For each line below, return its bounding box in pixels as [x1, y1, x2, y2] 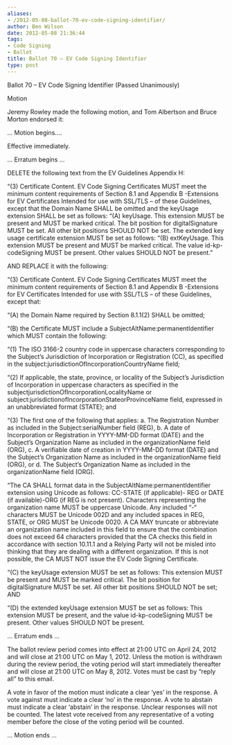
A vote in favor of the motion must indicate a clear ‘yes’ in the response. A [7, 687, 218, 696]
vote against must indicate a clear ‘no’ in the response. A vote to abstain [7, 695, 213, 703]
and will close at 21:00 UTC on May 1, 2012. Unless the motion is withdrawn [7, 652, 222, 660]
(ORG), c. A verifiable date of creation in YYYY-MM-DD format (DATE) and [7, 445, 219, 454]
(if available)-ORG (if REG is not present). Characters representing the [7, 496, 206, 504]
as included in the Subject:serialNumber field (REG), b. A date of [7, 423, 190, 432]
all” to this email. [7, 674, 55, 683]
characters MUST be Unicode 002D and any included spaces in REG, [7, 510, 205, 518]
